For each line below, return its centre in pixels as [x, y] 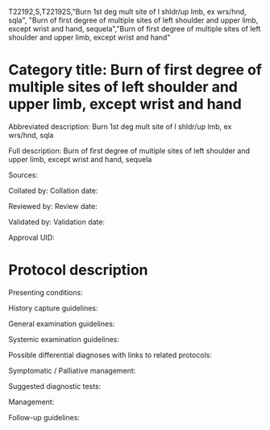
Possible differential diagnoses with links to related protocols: [110, 355]
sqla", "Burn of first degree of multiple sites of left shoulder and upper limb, [133, 20]
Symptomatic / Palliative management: [72, 370]
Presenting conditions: [46, 292]
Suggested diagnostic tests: [55, 386]
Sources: [23, 175]
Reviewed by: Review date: [53, 206]
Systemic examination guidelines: [64, 339]
